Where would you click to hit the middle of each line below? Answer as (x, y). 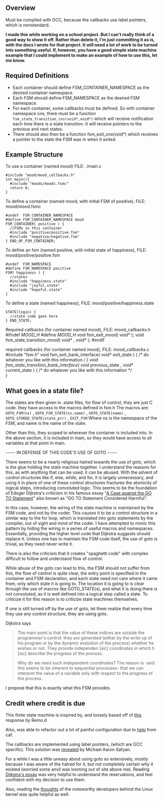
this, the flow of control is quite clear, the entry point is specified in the (76, 573)
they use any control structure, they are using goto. (57, 614)
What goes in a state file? (45, 391)
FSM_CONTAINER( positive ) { (35, 224)
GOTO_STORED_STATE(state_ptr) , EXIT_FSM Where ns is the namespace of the (81, 418)
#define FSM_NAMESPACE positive (38, 269)
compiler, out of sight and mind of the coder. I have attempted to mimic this (81, 523)
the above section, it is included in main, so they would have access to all (79, 438)
